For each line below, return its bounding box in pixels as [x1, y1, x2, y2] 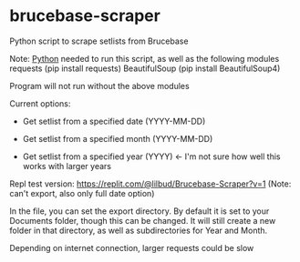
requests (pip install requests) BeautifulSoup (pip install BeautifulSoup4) [9, 63, 281, 74]
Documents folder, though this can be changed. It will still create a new [9, 215, 276, 226]
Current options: [9, 97, 71, 109]
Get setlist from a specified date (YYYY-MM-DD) [22, 116, 206, 126]
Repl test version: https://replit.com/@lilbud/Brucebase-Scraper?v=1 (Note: [9, 178, 292, 189]
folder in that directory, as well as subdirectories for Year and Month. [9, 225, 268, 236]
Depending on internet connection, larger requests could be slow [9, 242, 254, 253]
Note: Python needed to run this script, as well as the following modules [9, 53, 280, 64]
